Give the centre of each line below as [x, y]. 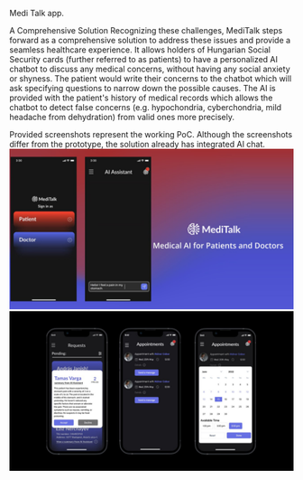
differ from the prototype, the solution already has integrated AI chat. [138, 144]
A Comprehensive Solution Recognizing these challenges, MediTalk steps [146, 30]
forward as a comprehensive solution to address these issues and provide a [150, 40]
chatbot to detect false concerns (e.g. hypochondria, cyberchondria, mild [146, 107]
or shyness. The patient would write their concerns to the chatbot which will [151, 79]
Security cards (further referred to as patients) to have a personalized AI [143, 59]
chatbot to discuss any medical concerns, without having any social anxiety [150, 69]
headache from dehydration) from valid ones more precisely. [122, 117]
